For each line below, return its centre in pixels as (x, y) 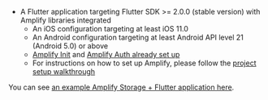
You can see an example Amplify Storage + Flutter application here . (121, 87)
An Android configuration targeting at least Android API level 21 (138, 37)
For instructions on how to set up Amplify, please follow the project (144, 63)
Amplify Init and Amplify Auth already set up (106, 54)
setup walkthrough (64, 71)
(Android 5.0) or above (70, 46)
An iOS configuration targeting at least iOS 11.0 (110, 29)
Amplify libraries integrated (65, 20)
